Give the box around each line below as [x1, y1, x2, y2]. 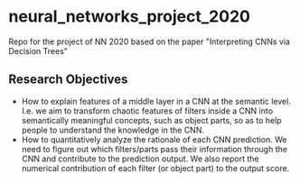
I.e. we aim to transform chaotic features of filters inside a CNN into [21, 105, 273, 116]
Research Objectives [8, 72, 128, 87]
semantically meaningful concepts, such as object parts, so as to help [21, 114, 282, 125]
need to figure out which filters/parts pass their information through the [21, 143, 288, 154]
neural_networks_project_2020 [8, 6, 250, 27]
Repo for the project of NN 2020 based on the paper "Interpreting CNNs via [8, 36, 291, 47]
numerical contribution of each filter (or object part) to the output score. [21, 162, 290, 173]
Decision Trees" [8, 45, 69, 56]
